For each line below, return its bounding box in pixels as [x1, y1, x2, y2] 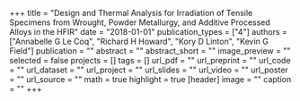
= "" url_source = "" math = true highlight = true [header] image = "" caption [9, 74, 292, 84]
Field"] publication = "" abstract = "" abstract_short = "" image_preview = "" [9, 46, 291, 56]
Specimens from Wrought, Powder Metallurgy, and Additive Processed [9, 17, 271, 28]
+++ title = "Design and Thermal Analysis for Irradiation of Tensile [9, 8, 253, 18]
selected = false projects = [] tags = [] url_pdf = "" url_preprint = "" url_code [9, 55, 291, 65]
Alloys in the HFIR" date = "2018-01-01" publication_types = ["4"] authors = [9, 27, 287, 37]
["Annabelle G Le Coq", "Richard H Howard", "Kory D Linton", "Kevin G [9, 36, 269, 46]
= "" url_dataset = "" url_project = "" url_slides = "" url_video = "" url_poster [9, 64, 289, 75]
